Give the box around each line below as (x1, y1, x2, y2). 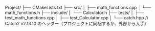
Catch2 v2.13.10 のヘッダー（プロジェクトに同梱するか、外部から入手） (5, 21, 149, 26)
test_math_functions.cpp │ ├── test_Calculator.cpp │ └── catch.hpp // (5, 15, 149, 20)
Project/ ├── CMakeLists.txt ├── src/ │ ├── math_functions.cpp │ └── (5, 5, 152, 10)
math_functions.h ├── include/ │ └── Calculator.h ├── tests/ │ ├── (5, 10, 144, 15)
